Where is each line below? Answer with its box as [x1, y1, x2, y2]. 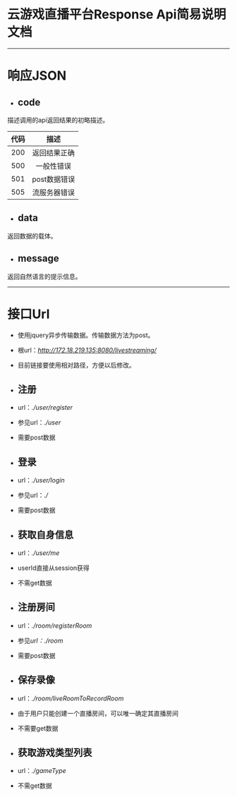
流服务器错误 [32, 188, 75, 197]
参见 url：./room [17, 636, 63, 645]
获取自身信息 [17, 528, 74, 540]
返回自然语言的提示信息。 [7, 272, 82, 281]
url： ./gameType [17, 767, 67, 775]
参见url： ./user [17, 418, 61, 427]
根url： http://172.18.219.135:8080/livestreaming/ [17, 346, 157, 354]
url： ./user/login [17, 476, 65, 485]
